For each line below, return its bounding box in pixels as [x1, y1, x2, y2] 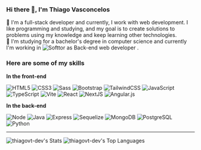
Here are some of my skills [6, 59, 85, 67]
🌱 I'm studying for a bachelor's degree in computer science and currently [6, 38, 187, 45]
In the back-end [6, 102, 47, 109]
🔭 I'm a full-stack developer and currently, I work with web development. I [6, 19, 188, 26]
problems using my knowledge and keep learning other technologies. [6, 32, 177, 39]
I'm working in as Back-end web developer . [6, 44, 139, 51]
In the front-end [6, 73, 47, 80]
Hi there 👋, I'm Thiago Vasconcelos [6, 5, 110, 14]
